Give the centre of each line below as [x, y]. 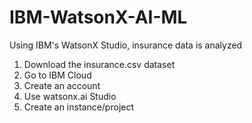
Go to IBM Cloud [57, 75]
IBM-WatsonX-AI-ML [98, 17]
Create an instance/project [79, 107]
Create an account [62, 85]
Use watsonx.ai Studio [70, 96]
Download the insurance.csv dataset [99, 64]
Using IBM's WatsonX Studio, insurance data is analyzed [126, 45]
